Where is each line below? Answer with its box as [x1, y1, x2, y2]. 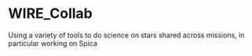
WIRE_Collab [8, 5, 93, 23]
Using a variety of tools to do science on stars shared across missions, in [8, 30, 245, 40]
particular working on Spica [8, 38, 98, 47]
